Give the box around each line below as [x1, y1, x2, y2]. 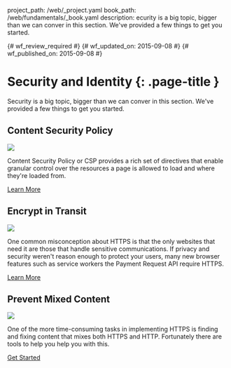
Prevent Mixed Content [7, 293, 111, 305]
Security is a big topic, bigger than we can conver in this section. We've [7, 97, 214, 105]
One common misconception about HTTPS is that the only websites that [7, 237, 216, 245]
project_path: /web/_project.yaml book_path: [7, 6, 136, 14]
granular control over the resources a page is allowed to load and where [7, 164, 215, 172]
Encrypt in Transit [7, 205, 87, 217]
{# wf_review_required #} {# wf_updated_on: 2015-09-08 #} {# [7, 42, 189, 50]
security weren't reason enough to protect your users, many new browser [7, 252, 220, 260]
